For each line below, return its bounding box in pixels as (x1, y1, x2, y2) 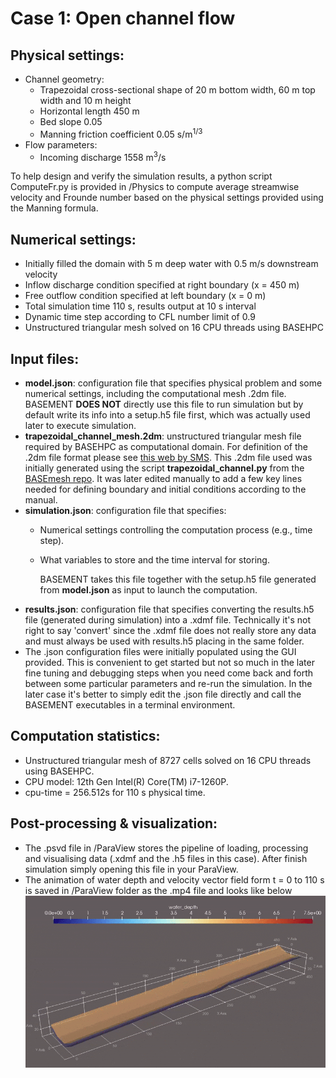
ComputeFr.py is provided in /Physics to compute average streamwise (10, 181, 300, 193)
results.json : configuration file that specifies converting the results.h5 (24, 603, 315, 615)
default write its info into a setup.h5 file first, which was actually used (24, 408, 311, 421)
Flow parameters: (24, 138, 98, 151)
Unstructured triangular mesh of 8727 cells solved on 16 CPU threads (24, 754, 312, 766)
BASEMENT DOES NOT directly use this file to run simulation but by (24, 398, 304, 410)
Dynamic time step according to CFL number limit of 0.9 (24, 311, 256, 323)
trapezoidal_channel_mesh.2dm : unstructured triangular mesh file (24, 430, 302, 442)
